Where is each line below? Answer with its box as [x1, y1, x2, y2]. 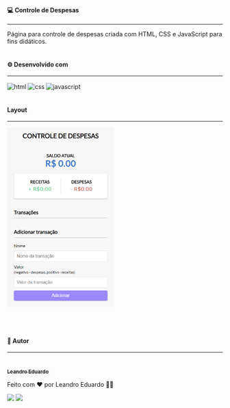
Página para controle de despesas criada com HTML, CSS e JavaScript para [7, 30, 222, 38]
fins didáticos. [7, 38, 47, 46]
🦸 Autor [7, 336, 29, 345]
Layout [7, 105, 27, 114]
